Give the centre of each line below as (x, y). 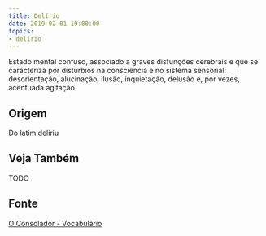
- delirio (25, 39)
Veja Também (44, 158)
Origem (28, 114)
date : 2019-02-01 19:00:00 (54, 24)
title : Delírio (34, 16)
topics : (22, 31)
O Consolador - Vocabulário (55, 223)
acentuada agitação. (43, 88)
